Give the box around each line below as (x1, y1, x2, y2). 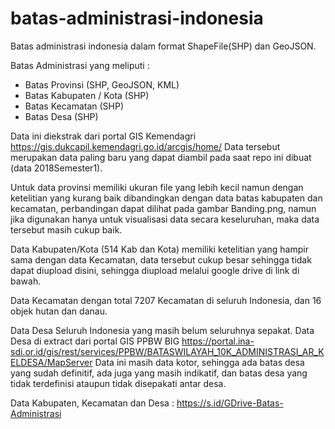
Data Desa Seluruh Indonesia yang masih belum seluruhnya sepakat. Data (10, 324, 315, 336)
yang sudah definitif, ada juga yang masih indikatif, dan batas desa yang (10, 367, 308, 379)
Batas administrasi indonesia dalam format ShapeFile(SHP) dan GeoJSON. (10, 40, 317, 52)
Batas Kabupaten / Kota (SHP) (24, 89, 150, 101)
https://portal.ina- (181, 335, 255, 347)
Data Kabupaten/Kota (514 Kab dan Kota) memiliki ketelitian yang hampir (10, 243, 309, 255)
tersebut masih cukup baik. (10, 223, 123, 236)
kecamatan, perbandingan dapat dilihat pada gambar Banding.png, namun (10, 202, 317, 214)
